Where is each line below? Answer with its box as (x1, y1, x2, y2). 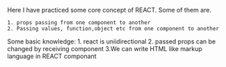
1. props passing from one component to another (7, 19, 151, 26)
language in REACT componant (7, 52, 97, 60)
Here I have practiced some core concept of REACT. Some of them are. (7, 6, 212, 14)
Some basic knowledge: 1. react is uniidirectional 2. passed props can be (7, 37, 216, 46)
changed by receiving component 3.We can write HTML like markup (7, 45, 203, 52)
